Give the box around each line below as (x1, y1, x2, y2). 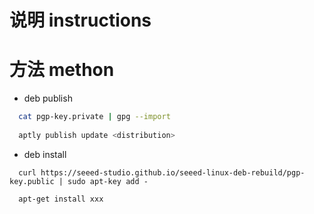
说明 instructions (9, 9, 152, 32)
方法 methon (9, 59, 115, 81)
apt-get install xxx (18, 194, 104, 204)
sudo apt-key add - (67, 176, 149, 186)
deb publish (23, 92, 73, 105)
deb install (23, 148, 67, 160)
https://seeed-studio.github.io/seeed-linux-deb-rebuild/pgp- (40, 167, 306, 178)
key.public (9, 176, 55, 186)
